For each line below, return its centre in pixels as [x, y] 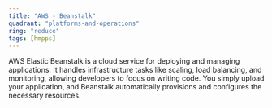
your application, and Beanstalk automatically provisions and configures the [135, 87]
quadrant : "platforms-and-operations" [74, 23]
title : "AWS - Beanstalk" [52, 16]
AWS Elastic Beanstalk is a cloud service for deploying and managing [124, 61]
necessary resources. [45, 96]
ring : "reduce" [34, 31]
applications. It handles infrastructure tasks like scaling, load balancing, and [135, 70]
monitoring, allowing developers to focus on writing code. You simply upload [136, 78]
